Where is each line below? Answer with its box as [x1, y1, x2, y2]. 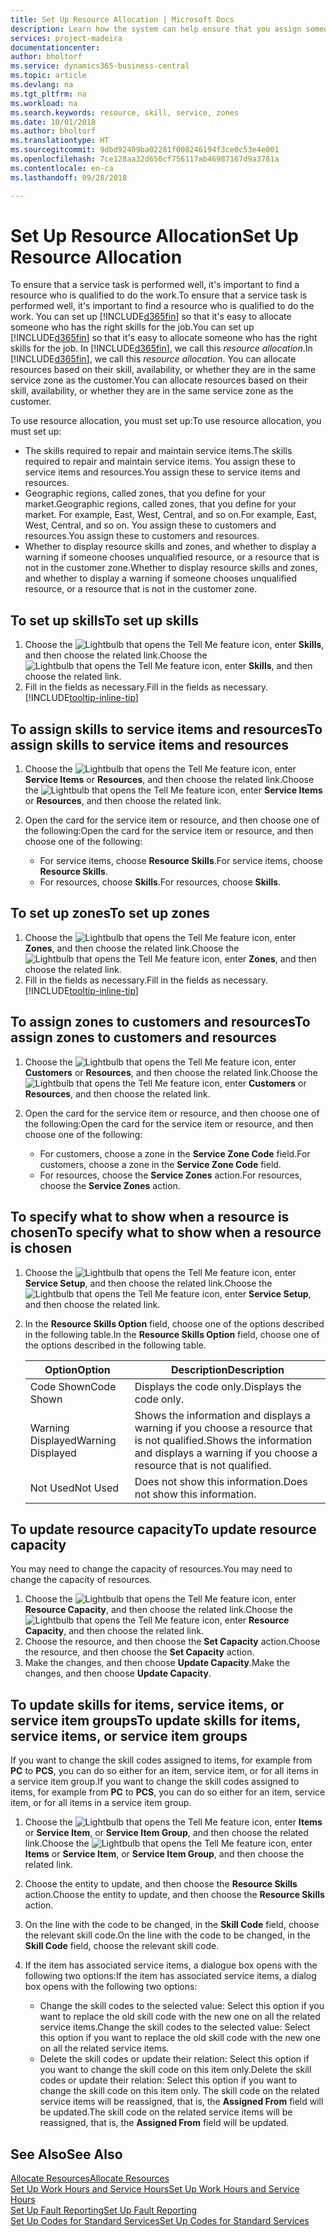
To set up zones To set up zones [10, 905, 211, 922]
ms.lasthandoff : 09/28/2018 [10, 172, 128, 183]
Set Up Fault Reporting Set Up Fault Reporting [10, 2204, 198, 2216]
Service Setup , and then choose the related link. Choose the [24, 1277, 273, 1289]
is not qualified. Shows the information [134, 1433, 313, 1447]
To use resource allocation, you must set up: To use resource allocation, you [10, 415, 322, 427]
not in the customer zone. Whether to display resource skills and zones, [24, 562, 318, 574]
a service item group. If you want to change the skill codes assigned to [10, 1776, 300, 1788]
